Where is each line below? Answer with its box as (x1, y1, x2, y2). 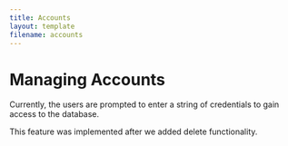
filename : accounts (9, 30, 84, 39)
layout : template (9, 22, 75, 31)
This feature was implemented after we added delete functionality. (9, 126, 258, 137)
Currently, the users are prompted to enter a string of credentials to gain (9, 99, 280, 110)
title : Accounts (9, 13, 71, 23)
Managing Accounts (9, 69, 166, 90)
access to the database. (9, 109, 100, 120)
